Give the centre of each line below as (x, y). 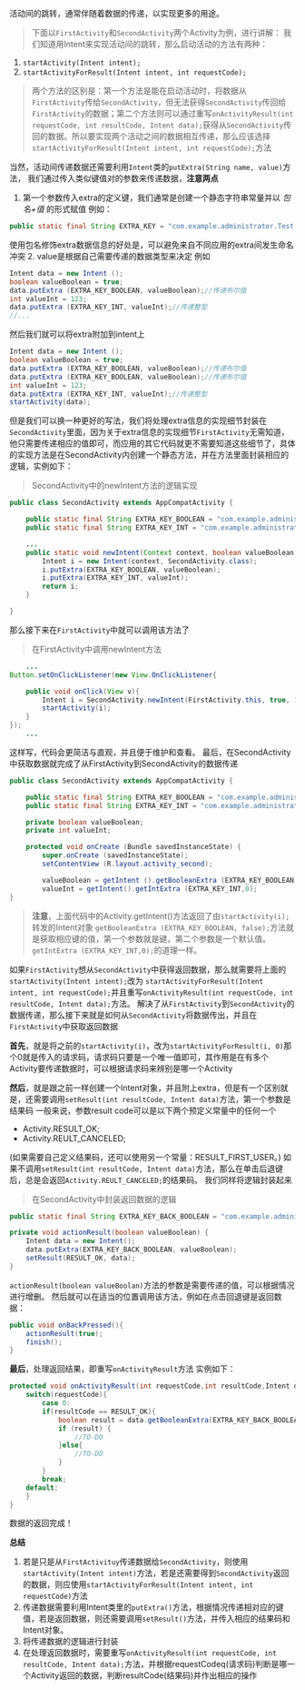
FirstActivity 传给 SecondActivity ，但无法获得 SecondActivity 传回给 (159, 102)
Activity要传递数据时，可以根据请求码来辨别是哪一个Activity (121, 1068)
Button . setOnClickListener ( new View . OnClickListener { (113, 675)
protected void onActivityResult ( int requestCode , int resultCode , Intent (150, 1386)
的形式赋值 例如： (79, 209)
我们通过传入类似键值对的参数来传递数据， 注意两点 (123, 178)
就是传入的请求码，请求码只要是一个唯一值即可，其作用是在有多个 (146, 1057)
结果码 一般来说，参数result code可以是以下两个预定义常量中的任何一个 (143, 1110)
